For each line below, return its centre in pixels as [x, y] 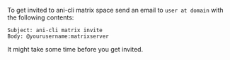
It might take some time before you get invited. [75, 49]
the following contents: [41, 17]
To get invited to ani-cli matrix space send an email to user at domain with [116, 10]
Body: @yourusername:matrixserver [58, 36]
